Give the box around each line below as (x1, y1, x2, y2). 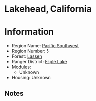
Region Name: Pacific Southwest (11, 43, 79, 49)
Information (4, 26, 54, 38)
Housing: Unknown (11, 75, 51, 81)
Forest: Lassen (11, 53, 43, 59)
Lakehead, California (4, 3, 92, 15)
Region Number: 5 (11, 48, 49, 54)
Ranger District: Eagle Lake (11, 59, 67, 65)
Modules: (11, 64, 31, 70)
